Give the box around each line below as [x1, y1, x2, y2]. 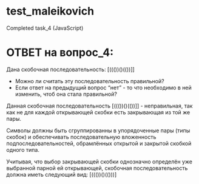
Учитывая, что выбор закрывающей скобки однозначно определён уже [6, 158, 193, 165]
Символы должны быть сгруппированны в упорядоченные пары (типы [6, 126, 191, 134]
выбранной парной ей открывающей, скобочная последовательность [6, 164, 188, 171]
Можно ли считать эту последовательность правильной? [15, 77, 165, 84]
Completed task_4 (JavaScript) [6, 24, 84, 32]
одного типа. [6, 146, 39, 153]
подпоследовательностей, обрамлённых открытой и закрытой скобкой [6, 140, 192, 147]
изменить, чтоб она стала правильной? [15, 90, 117, 98]
